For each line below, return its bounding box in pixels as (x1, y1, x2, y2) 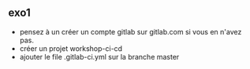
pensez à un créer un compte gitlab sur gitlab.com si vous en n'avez (19, 27, 242, 36)
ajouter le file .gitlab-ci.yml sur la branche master (19, 52, 180, 61)
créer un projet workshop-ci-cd (19, 43, 123, 53)
